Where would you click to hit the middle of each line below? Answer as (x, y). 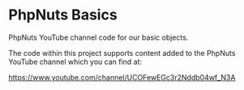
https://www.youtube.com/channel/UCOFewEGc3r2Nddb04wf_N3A (122, 77)
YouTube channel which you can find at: (75, 62)
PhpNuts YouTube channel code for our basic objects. (98, 37)
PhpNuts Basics (63, 15)
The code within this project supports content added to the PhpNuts (122, 53)
